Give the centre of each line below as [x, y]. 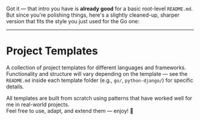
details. [15, 87]
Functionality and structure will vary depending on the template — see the [97, 73]
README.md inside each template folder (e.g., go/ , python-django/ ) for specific [100, 80]
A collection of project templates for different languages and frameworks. [96, 67]
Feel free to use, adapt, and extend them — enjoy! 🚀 [70, 110]
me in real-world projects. [38, 104]
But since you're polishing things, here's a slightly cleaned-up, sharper [93, 15]
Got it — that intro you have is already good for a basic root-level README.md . [99, 9]
